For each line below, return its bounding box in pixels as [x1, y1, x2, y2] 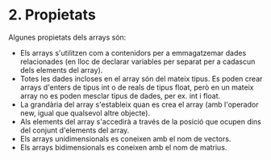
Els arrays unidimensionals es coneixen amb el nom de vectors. [19, 133, 231, 143]
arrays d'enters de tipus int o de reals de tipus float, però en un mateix [19, 82, 254, 92]
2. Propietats [8, 6, 97, 24]
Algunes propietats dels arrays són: [8, 32, 127, 42]
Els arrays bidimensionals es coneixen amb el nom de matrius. [19, 142, 227, 152]
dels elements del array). [19, 65, 103, 74]
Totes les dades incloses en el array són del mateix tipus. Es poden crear [19, 74, 263, 83]
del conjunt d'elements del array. [19, 125, 130, 135]
